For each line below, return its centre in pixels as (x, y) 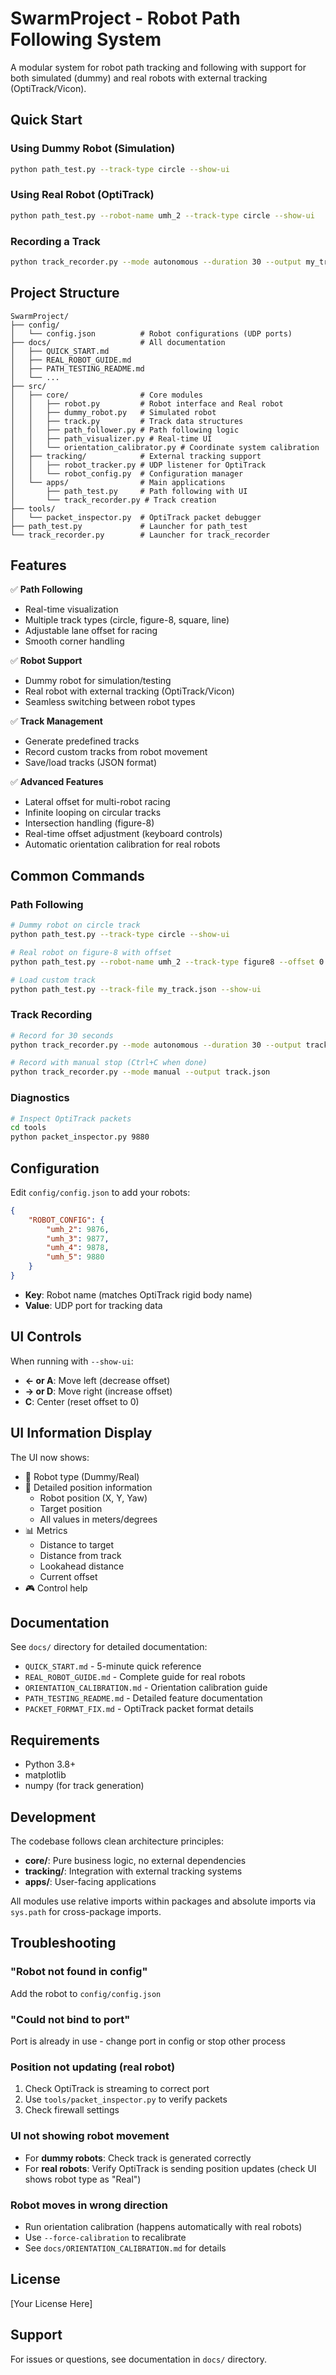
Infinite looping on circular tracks (93, 813)
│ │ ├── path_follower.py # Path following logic (125, 430)
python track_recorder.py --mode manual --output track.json (140, 1072)
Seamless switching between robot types (110, 702)
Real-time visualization (71, 609)
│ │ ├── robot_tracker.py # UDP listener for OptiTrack (138, 465)
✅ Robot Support (46, 661)
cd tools (28, 1128)
